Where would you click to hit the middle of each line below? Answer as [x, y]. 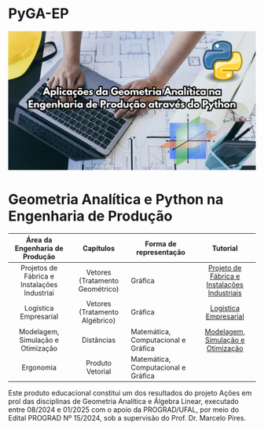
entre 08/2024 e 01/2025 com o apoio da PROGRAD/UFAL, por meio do [124, 410]
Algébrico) [99, 321]
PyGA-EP [38, 14]
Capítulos [99, 248]
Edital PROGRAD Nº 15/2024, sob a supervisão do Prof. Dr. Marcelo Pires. [127, 418]
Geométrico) [99, 289]
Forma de [161, 244]
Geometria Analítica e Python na [116, 199]
